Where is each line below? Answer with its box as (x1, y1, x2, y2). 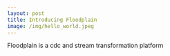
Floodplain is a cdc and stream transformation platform (7, 42, 164, 50)
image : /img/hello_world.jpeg (7, 23, 95, 29)
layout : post (7, 10, 45, 17)
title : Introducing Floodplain (7, 16, 97, 23)
